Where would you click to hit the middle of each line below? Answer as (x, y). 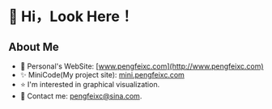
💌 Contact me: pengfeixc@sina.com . (81, 96)
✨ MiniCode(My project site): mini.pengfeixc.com (102, 75)
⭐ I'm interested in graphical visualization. (90, 84)
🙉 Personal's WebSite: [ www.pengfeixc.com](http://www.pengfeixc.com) (142, 66)
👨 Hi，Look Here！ (71, 17)
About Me (34, 46)
